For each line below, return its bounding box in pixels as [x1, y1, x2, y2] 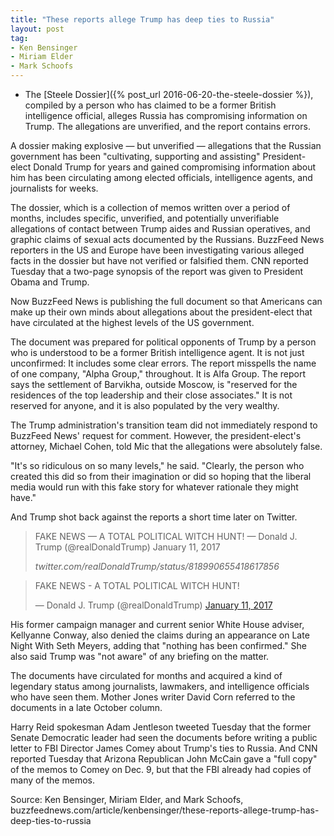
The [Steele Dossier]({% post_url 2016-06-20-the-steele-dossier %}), [24, 89, 314, 100]
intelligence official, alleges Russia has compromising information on [24, 110, 308, 121]
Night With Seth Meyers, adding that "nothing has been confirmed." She [10, 640, 307, 651]
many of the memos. [10, 774, 95, 786]
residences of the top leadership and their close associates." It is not [10, 389, 293, 401]
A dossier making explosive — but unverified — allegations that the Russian [10, 140, 322, 151]
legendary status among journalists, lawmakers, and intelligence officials [10, 681, 310, 692]
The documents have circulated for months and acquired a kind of [10, 670, 283, 681]
